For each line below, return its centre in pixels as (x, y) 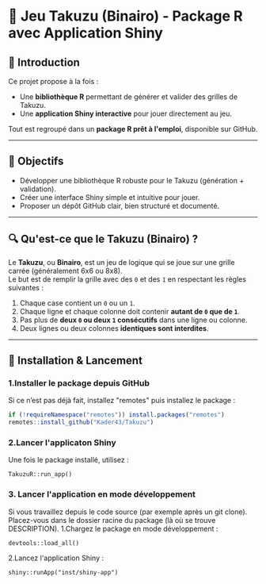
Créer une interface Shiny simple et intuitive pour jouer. (110, 197)
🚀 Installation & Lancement (75, 361)
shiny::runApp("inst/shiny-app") (63, 572)
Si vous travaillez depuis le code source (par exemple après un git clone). (128, 512)
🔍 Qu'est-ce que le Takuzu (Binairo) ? (103, 239)
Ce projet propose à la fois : (53, 81)
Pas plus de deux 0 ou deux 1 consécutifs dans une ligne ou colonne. (133, 320)
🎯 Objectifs (36, 161)
